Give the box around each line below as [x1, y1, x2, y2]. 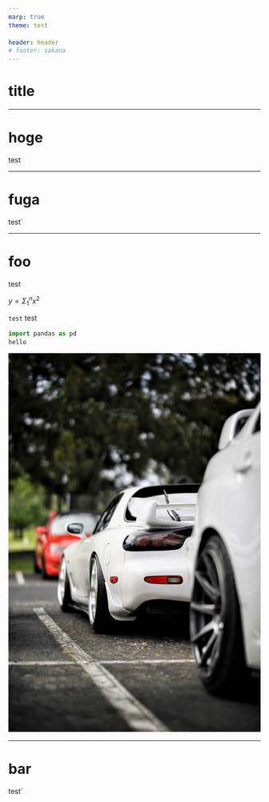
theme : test [8, 21, 48, 30]
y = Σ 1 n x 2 [8, 295, 40, 307]
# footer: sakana [8, 46, 66, 55]
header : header [8, 38, 59, 46]
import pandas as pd [8, 330, 78, 338]
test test [8, 313, 38, 323]
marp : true [8, 13, 45, 21]
